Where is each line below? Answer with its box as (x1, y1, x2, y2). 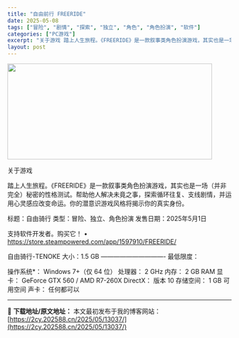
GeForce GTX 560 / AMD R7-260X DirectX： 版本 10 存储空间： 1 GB (21, 276, 222, 285)
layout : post (7, 43, 46, 51)
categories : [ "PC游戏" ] (7, 30, 76, 38)
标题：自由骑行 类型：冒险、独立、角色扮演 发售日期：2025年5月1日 (7, 215, 208, 222)
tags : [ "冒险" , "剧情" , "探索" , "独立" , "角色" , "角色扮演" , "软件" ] (7, 24, 201, 31)
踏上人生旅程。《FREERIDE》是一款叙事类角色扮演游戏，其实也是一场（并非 (7, 181, 227, 190)
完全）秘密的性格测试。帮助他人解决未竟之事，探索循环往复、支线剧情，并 (7, 190, 225, 198)
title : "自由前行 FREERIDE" (7, 10, 87, 18)
